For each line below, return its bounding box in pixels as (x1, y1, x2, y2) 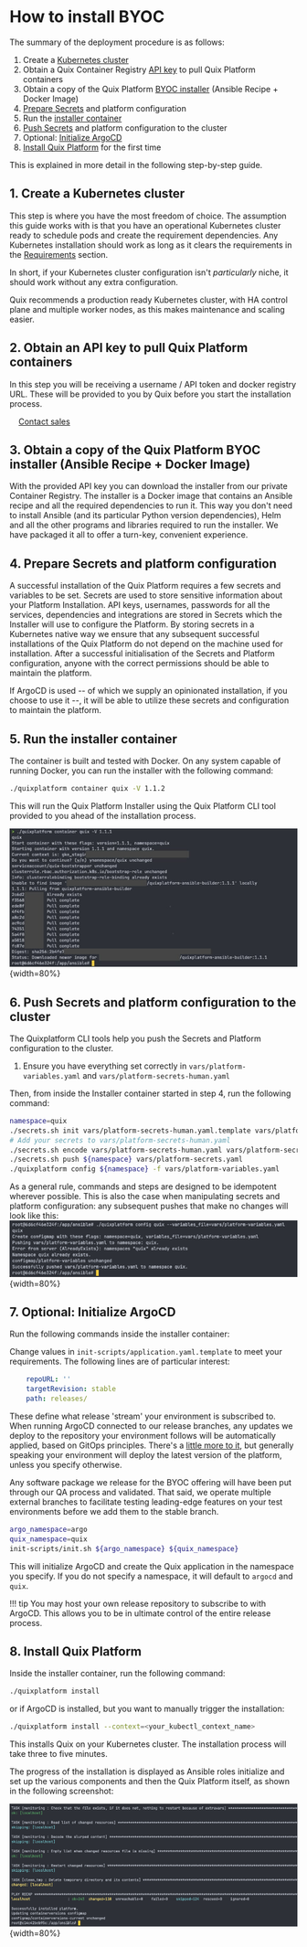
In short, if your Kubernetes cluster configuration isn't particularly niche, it (9, 267, 290, 278)
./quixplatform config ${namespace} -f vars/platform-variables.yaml (9, 1165, 281, 1174)
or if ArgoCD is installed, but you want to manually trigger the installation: (9, 1703, 285, 1715)
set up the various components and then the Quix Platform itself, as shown (9, 1776, 291, 1787)
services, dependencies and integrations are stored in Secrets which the (9, 610, 283, 621)
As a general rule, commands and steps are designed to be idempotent (9, 1181, 277, 1192)
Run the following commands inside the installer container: (9, 1328, 230, 1340)
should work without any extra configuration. (9, 276, 178, 287)
